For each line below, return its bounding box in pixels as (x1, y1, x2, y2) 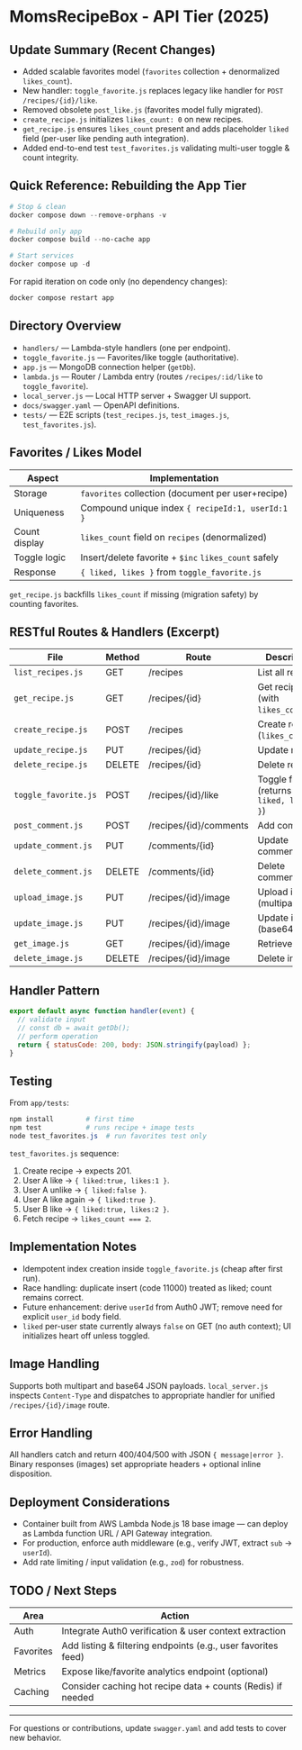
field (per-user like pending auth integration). (22, 133, 190, 143)
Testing (9, 1074, 53, 1089)
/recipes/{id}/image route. (9, 1399, 111, 1410)
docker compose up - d (9, 259, 91, 269)
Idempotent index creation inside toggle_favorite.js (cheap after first (22, 1263, 283, 1274)
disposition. (9, 1468, 52, 1479)
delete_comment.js (13, 866, 93, 877)
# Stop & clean (9, 202, 67, 211)
